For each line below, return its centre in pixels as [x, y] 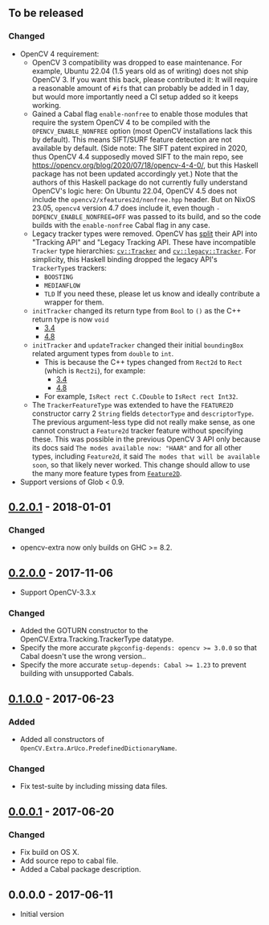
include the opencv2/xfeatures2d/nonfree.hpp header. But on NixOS [143, 199]
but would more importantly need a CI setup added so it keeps [135, 97]
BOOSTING [59, 277]
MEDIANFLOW [62, 285]
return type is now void [70, 319]
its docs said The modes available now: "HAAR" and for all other [137, 447]
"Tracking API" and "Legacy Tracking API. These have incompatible [144, 242]
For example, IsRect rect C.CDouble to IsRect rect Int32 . [141, 396]
